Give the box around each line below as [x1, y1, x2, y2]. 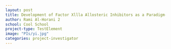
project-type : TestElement [5, 27, 63, 32]
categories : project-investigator [5, 36, 79, 41]
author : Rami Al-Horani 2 [5, 17, 60, 22]
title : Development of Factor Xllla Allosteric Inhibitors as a [5, 12, 145, 17]
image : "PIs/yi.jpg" [5, 31, 49, 36]
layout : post [5, 7, 33, 13]
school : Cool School [5, 21, 49, 27]
